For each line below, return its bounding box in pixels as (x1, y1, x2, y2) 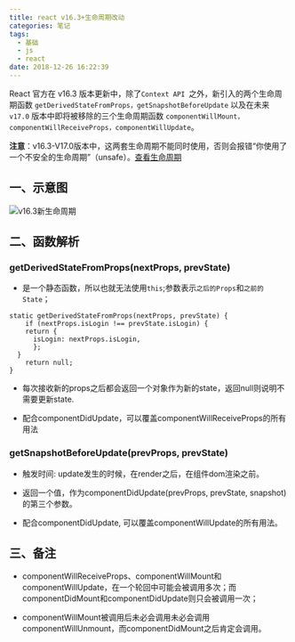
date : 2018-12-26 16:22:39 (9, 63, 109, 72)
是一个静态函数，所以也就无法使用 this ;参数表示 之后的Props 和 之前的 (21, 282, 264, 294)
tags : (9, 29, 29, 38)
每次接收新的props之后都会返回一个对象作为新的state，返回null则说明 (21, 383, 277, 394)
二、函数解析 (9, 234, 80, 249)
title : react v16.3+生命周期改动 (9, 12, 125, 22)
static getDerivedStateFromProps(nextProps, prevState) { (9, 312, 228, 321)
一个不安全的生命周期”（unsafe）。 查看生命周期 (9, 151, 182, 162)
